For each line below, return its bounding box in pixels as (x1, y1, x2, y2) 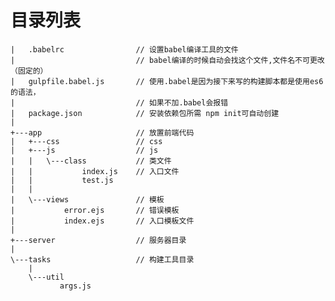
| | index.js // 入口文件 (10, 166, 180, 176)
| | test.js (10, 175, 114, 185)
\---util (28, 272, 65, 282)
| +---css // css (10, 136, 163, 146)
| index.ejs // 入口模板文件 (10, 216, 195, 226)
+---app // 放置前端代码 (10, 127, 195, 138)
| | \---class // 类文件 (10, 156, 172, 166)
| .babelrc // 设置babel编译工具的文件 (10, 44, 239, 55)
